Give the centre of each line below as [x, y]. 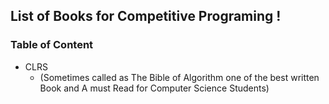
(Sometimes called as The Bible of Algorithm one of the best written [179, 77]
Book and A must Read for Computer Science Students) [154, 88]
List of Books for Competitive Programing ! [146, 16]
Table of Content [52, 45]
